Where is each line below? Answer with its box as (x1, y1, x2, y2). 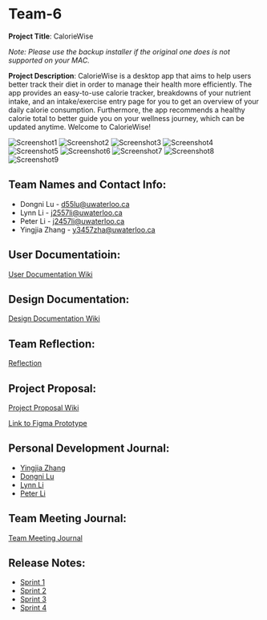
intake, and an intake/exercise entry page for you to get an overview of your (8, 96, 259, 106)
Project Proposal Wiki (8, 403, 79, 412)
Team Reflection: (8, 337, 95, 351)
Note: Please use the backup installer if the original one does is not (8, 47, 231, 56)
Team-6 (8, 5, 63, 23)
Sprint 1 (19, 577, 46, 587)
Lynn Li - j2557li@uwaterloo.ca (19, 208, 123, 217)
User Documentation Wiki (8, 269, 93, 279)
